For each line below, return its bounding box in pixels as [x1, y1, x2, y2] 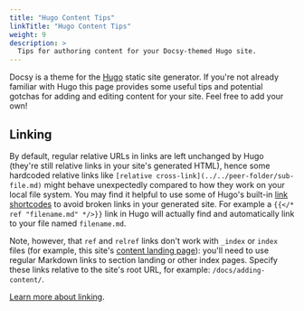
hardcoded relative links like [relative [9, 169, 153, 181]
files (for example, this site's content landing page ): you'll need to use [9, 245, 270, 256]
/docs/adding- [212, 266, 265, 275]
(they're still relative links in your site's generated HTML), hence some [9, 160, 271, 171]
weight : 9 [9, 30, 47, 39]
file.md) [9, 181, 43, 190]
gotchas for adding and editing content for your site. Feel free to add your [9, 91, 284, 102]
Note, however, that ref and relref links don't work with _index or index [9, 235, 279, 246]
